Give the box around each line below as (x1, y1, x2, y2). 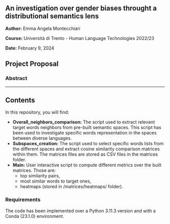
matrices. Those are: (12, 167, 56, 173)
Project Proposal (5, 60, 59, 68)
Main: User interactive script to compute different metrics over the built (12, 162, 162, 168)
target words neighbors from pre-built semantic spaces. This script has (12, 124, 161, 130)
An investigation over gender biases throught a (5, 4, 157, 13)
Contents (5, 96, 35, 104)
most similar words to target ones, (20, 178, 92, 184)
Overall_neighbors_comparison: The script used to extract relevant (12, 119, 155, 125)
